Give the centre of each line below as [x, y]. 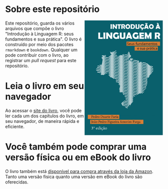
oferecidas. [17, 182]
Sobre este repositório [52, 9]
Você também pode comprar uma [76, 147]
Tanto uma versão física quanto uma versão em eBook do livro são [74, 176]
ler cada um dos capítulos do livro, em [44, 116]
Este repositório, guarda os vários [40, 23]
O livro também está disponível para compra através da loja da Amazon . [79, 171]
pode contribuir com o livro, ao [37, 55]
